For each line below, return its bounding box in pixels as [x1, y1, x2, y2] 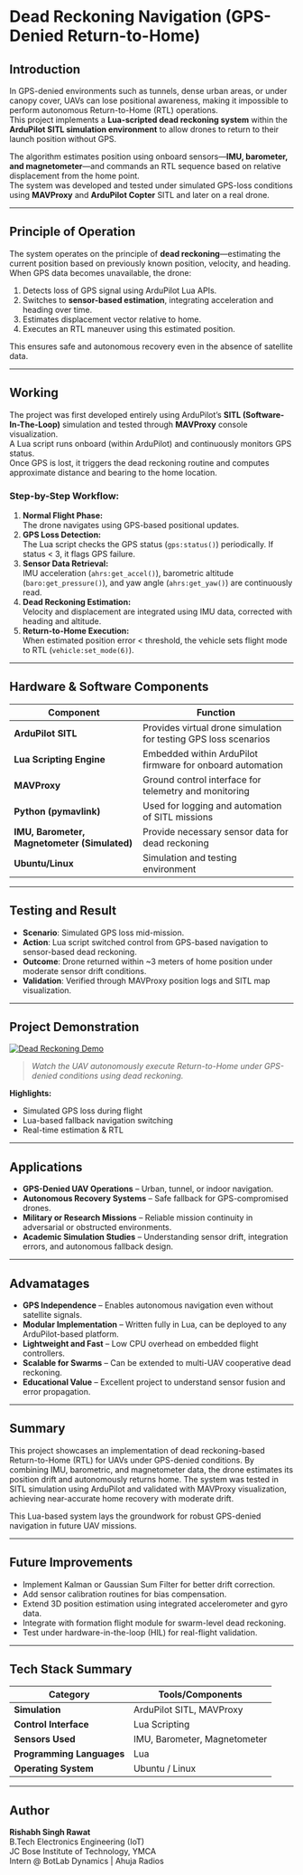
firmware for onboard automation [142, 758, 284, 771]
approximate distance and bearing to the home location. [9, 467, 218, 478]
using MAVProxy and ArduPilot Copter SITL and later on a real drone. [9, 190, 271, 200]
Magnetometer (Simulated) [14, 837, 133, 849]
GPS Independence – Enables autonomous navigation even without [22, 1300, 273, 1311]
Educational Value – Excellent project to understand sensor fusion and [22, 1377, 286, 1387]
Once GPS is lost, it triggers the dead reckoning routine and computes [9, 457, 270, 468]
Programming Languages [14, 1747, 125, 1760]
